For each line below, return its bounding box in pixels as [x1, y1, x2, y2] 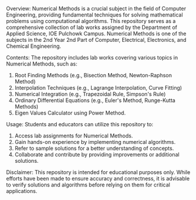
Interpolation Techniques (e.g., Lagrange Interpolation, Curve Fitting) [14, 84, 182, 91]
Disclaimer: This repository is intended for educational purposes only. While [6, 169, 191, 176]
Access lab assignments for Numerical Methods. [14, 132, 133, 139]
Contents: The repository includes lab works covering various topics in [6, 54, 178, 61]
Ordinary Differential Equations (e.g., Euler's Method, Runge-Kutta [14, 97, 176, 104]
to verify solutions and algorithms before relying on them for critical [6, 181, 170, 188]
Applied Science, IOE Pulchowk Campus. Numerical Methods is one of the [6, 30, 187, 37]
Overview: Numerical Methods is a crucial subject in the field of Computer [6, 5, 187, 12]
